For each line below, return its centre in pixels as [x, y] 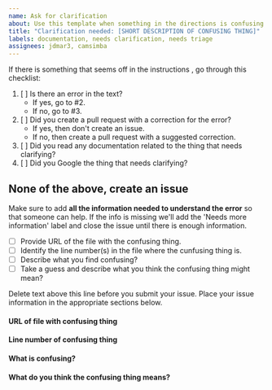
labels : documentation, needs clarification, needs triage [111, 39]
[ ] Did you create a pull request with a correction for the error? [126, 120]
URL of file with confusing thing [63, 321]
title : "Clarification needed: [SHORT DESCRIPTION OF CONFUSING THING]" [134, 31]
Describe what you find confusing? [79, 260]
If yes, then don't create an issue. [88, 129]
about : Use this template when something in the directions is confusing [136, 24]
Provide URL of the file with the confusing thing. [101, 241]
